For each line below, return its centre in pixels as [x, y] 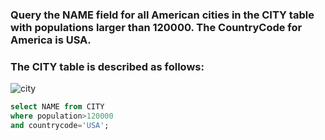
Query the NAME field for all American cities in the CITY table [162, 15]
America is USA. [51, 40]
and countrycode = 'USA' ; [60, 125]
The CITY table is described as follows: [107, 66]
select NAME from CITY [57, 107]
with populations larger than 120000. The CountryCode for [156, 27]
